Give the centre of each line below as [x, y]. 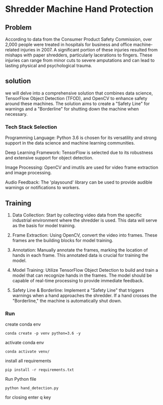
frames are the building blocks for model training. [63, 240]
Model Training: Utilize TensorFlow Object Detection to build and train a [85, 270]
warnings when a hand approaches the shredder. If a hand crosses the [84, 295]
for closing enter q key [28, 398]
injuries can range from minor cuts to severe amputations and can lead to [80, 60]
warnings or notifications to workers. [43, 188]
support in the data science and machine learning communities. [70, 143]
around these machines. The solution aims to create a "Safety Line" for [78, 103]
